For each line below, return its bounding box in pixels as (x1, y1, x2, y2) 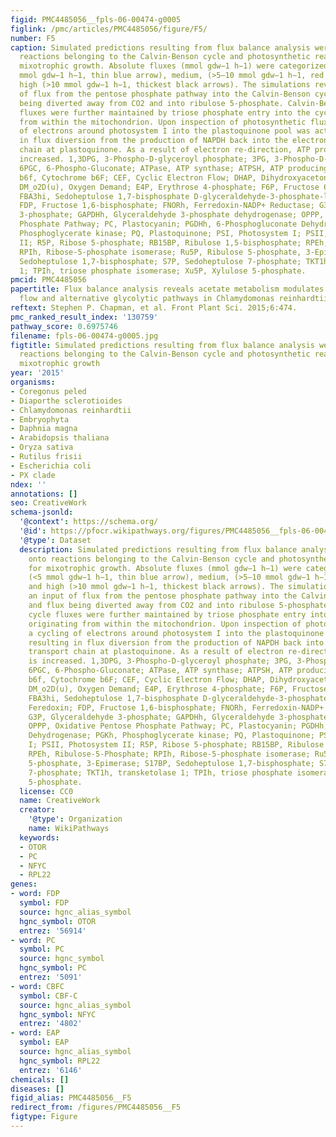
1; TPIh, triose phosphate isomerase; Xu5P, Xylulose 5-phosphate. (19, 266, 307, 276)
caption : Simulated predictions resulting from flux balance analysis (10, 42, 311, 53)
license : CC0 (19, 786, 74, 796)
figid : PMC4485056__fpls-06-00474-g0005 (10, 14, 182, 25)
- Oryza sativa (10, 442, 74, 453)
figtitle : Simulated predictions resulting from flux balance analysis (10, 340, 315, 350)
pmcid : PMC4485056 (10, 275, 87, 285)
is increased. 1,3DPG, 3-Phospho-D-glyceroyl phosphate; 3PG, (28, 656, 293, 666)
